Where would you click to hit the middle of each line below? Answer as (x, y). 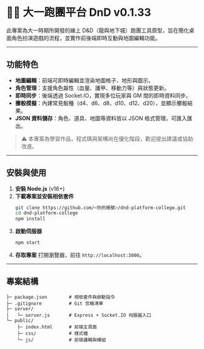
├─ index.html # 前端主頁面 (57, 327)
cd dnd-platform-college (46, 213)
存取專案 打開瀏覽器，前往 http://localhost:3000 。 (80, 255)
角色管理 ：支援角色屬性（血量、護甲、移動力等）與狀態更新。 (92, 88)
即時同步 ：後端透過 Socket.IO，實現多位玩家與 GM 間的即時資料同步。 (103, 95)
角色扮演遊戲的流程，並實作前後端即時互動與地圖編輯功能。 (86, 38)
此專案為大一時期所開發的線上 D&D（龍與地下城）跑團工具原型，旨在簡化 (98, 30)
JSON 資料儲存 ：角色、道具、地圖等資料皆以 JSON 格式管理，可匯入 (101, 118)
